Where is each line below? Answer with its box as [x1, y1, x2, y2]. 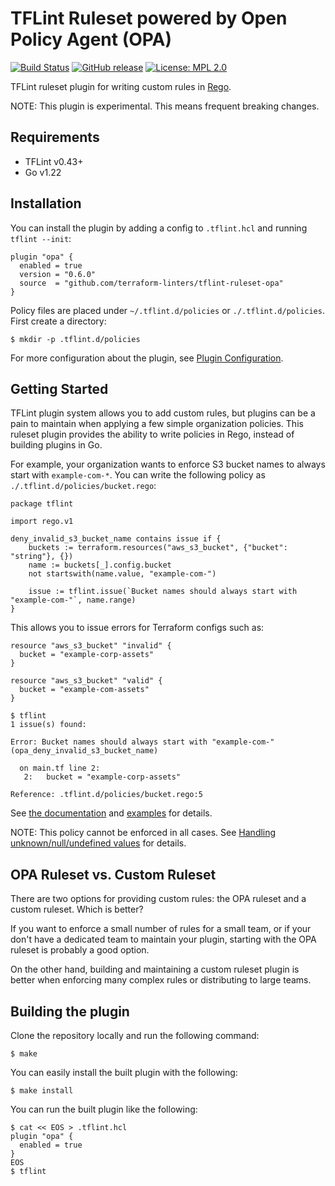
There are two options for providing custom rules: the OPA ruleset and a [10, 893, 307, 905]
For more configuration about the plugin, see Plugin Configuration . [10, 352, 284, 364]
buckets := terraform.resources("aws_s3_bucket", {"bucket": [28, 543, 288, 553]
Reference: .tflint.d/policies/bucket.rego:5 [10, 790, 203, 800]
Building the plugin [10, 1003, 130, 1020]
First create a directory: [10, 315, 107, 327]
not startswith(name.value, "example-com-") [28, 569, 217, 579]
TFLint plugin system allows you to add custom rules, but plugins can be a [10, 407, 316, 419]
